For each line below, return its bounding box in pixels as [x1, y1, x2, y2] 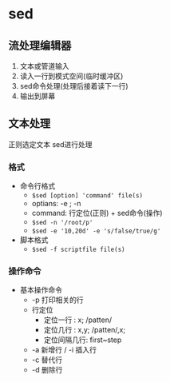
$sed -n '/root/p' [31, 219, 93, 227]
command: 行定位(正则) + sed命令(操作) [31, 209, 163, 218]
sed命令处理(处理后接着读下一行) [19, 82, 129, 90]
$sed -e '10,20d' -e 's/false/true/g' [31, 227, 161, 236]
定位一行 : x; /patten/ [43, 315, 113, 324]
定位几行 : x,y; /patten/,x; [43, 325, 126, 335]
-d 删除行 [31, 365, 63, 375]
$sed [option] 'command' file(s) [31, 192, 144, 200]
